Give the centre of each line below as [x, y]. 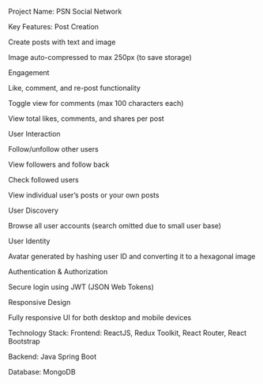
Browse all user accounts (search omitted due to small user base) [115, 226]
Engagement [29, 73]
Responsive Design [39, 302]
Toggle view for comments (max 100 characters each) [96, 103]
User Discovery [34, 210]
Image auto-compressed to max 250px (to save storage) [100, 57]
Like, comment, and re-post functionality [74, 88]
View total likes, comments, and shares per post [86, 119]
